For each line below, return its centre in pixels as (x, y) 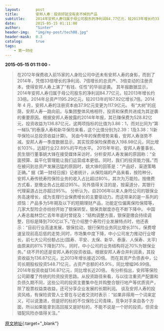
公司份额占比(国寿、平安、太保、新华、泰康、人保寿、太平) (98, 240)
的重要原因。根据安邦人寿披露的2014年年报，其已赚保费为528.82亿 (85, 117)
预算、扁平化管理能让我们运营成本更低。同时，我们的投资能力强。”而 (90, 160)
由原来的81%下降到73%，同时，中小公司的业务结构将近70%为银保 (84, 245)
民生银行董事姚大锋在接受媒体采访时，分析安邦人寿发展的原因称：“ (84, 154)
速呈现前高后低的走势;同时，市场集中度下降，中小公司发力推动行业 (84, 233)
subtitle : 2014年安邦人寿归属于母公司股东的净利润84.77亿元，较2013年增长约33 (82, 19)
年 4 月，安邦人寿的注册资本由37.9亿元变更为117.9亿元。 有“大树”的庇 (86, 105)
